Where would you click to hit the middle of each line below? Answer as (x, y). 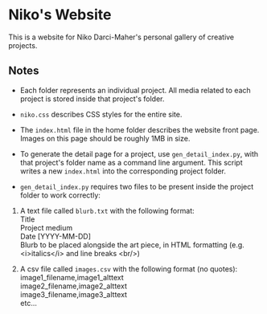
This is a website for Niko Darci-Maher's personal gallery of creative (121, 37)
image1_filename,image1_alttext (72, 277)
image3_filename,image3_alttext (73, 294)
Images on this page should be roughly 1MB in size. (105, 138)
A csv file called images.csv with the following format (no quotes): (129, 269)
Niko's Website (60, 15)
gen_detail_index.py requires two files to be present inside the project (137, 186)
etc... (29, 303)
